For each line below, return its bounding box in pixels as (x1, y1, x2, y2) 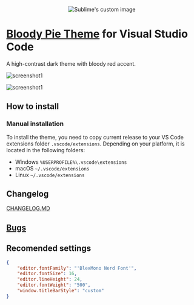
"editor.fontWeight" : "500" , (17, 282, 91, 289)
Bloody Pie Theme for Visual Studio (6, 27, 188, 41)
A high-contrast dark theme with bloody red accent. (6, 60, 136, 67)
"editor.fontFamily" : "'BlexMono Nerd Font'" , (17, 265, 137, 271)
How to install (6, 101, 59, 112)
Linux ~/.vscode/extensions (15, 171, 85, 178)
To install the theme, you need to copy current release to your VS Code (6, 133, 184, 141)
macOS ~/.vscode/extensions (15, 164, 90, 172)
